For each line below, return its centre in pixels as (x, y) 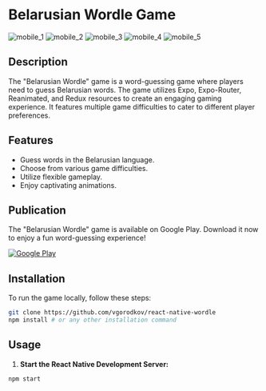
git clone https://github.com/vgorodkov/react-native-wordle (112, 313)
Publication (37, 210)
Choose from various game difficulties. (84, 168)
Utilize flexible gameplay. (61, 177)
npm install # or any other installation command (93, 320)
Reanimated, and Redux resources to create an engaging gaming (115, 98)
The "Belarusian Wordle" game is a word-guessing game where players (126, 81)
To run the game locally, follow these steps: (80, 298)
